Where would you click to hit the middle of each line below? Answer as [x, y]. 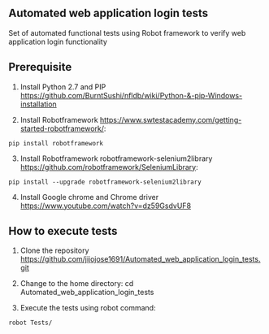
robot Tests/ [30, 323]
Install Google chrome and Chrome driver [89, 197]
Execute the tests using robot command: [88, 308]
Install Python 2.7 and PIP [63, 87]
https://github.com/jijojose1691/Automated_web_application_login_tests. [140, 259]
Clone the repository [54, 250]
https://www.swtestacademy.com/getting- [171, 119]
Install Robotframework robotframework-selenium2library [116, 158]
